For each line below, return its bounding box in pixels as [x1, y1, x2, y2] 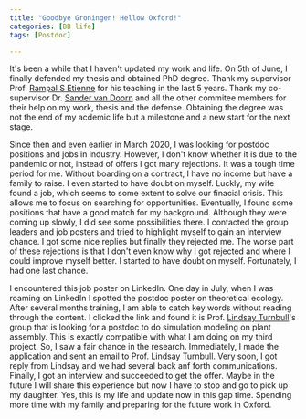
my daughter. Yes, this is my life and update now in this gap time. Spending [9, 390, 292, 401]
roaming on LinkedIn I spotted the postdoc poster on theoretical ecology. [9, 293, 284, 304]
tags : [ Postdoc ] [9, 30, 71, 39]
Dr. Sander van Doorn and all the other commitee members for [51, 92, 287, 103]
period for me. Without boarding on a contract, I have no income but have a [9, 168, 293, 179]
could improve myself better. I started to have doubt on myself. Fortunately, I [9, 256, 297, 267]
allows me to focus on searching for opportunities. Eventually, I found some [9, 197, 294, 208]
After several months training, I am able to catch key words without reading [9, 302, 292, 313]
